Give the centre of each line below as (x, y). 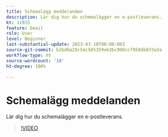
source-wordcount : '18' (35, 61)
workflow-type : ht (29, 55)
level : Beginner (26, 39)
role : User (19, 34)
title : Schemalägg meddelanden (45, 11)
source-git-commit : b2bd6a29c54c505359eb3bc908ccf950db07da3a (84, 50)
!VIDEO (29, 128)
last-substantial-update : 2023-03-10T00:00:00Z (66, 45)
